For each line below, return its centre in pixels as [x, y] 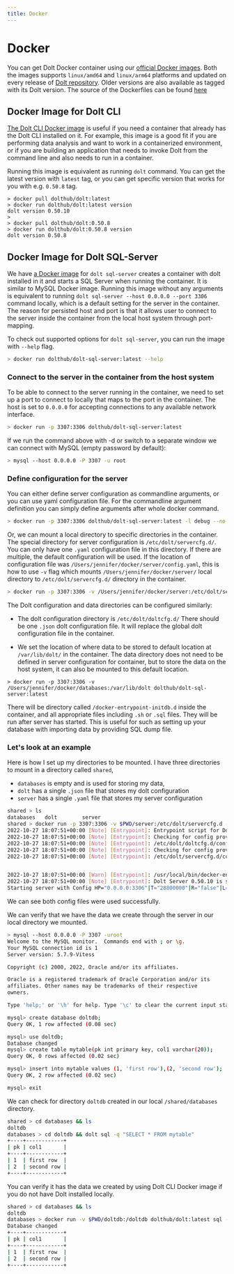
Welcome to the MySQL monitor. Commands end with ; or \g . [96, 942]
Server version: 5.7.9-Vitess [51, 954]
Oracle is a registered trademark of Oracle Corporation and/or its [109, 980]
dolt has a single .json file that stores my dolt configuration [103, 791]
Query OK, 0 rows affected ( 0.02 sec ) [63, 1057]
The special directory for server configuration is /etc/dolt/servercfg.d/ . [112, 542]
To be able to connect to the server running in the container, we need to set [116, 392]
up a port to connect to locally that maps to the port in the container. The [111, 400]
